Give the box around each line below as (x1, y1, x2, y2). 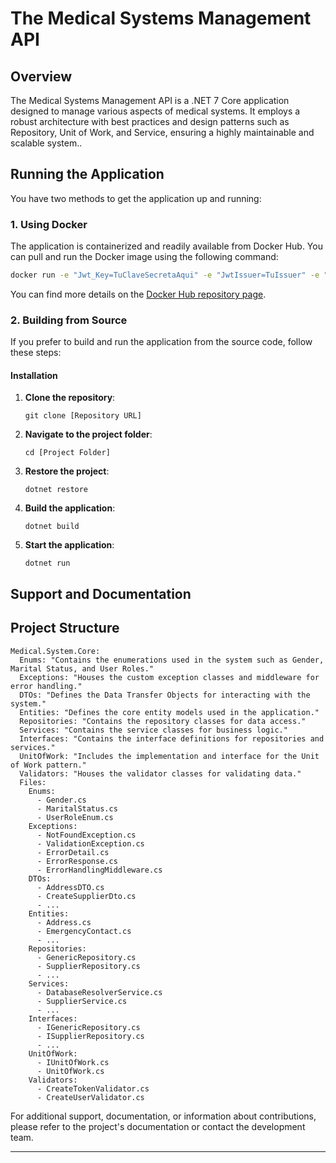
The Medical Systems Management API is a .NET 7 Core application (10, 95, 290, 106)
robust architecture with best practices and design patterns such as (10, 116, 290, 127)
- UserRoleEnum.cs (36, 812, 114, 822)
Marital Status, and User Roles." (10, 663, 155, 674)
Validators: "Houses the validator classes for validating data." (19, 768, 302, 779)
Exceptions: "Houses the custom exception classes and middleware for (19, 672, 320, 682)
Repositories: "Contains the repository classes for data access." (19, 716, 307, 726)
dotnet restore (24, 485, 89, 495)
